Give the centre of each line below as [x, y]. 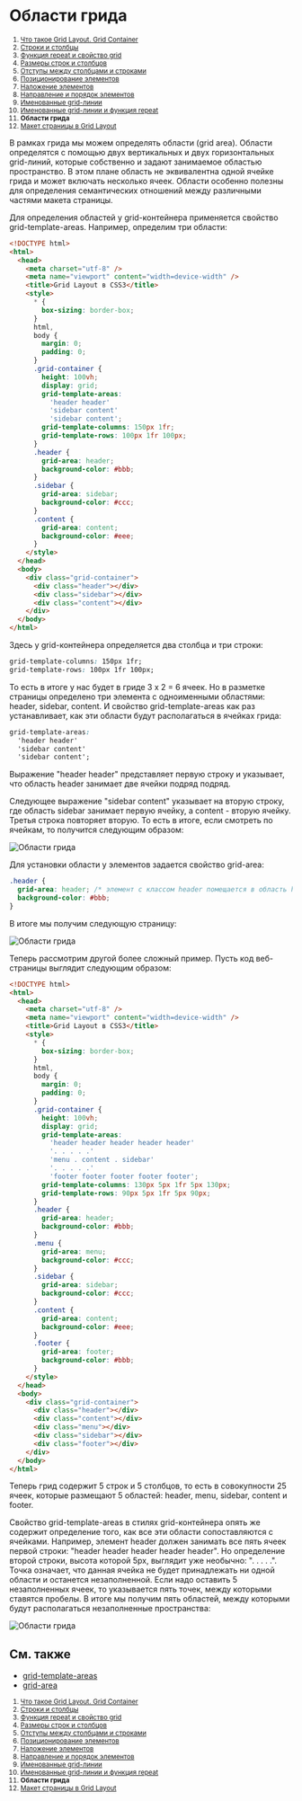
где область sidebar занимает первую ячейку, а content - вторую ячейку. [150, 811]
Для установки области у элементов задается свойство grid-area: [137, 865]
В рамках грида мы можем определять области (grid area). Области [141, 142]
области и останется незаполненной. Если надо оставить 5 [124, 1580]
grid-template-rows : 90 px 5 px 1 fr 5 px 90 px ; [126, 1193]
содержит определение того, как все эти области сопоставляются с [142, 1532]
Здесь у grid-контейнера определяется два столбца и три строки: [136, 645]
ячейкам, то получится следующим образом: [97, 830]
